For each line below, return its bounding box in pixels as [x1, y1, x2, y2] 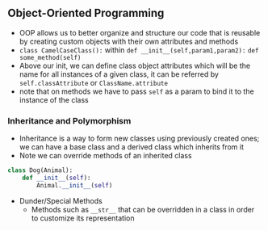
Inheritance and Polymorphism [7, 115, 132, 126]
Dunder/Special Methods [19, 195, 103, 205]
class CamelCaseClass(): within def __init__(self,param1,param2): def [19, 44, 259, 55]
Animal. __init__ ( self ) [36, 181, 113, 189]
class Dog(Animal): [7, 166, 73, 174]
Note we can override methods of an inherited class [19, 151, 192, 161]
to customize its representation [31, 213, 135, 223]
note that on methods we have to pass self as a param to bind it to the [19, 86, 255, 96]
